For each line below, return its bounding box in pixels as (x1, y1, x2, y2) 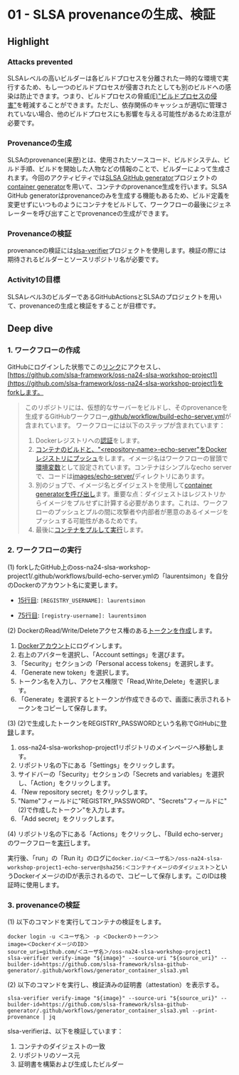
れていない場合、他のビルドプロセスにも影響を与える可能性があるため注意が (7, 109, 232, 118)
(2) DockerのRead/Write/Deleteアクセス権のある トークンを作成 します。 (7, 626, 216, 635)
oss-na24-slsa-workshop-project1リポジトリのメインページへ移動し (17, 743, 218, 752)
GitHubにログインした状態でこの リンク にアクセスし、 (7, 363, 165, 371)
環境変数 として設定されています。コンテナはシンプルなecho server (35, 463, 232, 472)
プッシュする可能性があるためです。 (35, 517, 142, 525)
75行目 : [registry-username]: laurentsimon (17, 611, 147, 620)
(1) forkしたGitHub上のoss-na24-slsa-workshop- (7, 562, 151, 571)
